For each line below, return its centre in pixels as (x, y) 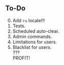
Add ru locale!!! (29, 20)
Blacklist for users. (32, 47)
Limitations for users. (35, 42)
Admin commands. (32, 36)
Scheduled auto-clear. (36, 31)
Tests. (19, 26)
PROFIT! (21, 58)
